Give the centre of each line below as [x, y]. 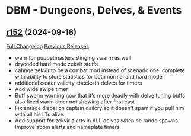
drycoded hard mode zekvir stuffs [56, 64]
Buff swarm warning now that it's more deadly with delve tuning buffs [100, 95]
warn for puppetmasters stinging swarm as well [73, 58]
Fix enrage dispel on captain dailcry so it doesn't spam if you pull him [99, 108]
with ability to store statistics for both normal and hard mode [88, 77]
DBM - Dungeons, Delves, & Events [94, 10]
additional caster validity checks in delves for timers [78, 83]
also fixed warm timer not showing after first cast [75, 102]
